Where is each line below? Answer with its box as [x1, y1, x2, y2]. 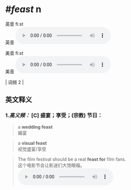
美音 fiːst [5, 50, 24, 56]
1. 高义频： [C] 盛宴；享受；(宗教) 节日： [5, 112, 103, 119]
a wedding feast [17, 124, 53, 130]
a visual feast [17, 140, 47, 146]
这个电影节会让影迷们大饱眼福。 [17, 162, 85, 168]
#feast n [5, 4, 42, 15]
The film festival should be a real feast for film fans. [17, 156, 126, 162]
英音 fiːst [5, 21, 24, 27]
